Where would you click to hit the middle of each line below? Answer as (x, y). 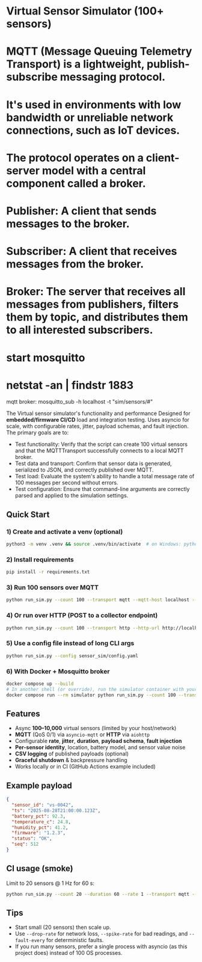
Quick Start (28, 514)
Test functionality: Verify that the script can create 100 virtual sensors (101, 445)
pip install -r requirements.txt (48, 572)
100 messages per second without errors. (66, 483)
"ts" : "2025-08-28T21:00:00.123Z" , (56, 811)
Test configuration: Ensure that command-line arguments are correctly (102, 489)
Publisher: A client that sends (81, 211)
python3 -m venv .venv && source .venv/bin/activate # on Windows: (94, 544)
